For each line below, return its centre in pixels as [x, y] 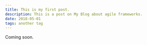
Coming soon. [19, 37]
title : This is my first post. [37, 10]
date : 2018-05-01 [23, 19]
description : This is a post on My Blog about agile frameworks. [74, 14]
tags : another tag [24, 23]
